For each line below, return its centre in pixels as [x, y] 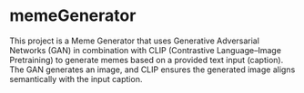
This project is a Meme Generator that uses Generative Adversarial [134, 41]
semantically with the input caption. [76, 79]
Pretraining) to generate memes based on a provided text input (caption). [147, 60]
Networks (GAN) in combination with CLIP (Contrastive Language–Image [146, 50]
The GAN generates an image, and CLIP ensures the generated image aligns [152, 70]
